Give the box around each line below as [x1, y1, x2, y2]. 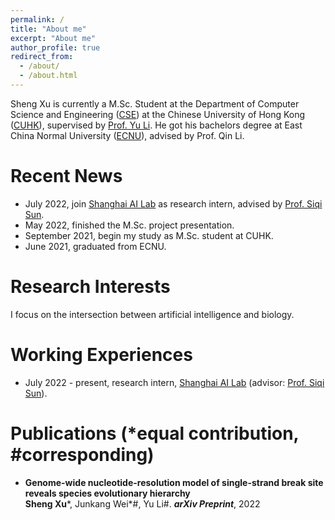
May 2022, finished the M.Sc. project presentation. [24, 219, 235, 231]
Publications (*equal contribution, [10, 422, 300, 445]
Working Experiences [10, 343, 193, 366]
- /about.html [19, 71, 78, 81]
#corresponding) [10, 443, 155, 466]
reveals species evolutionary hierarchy [24, 487, 191, 499]
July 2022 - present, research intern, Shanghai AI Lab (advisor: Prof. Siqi [24, 376, 325, 388]
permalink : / [10, 14, 65, 25]
